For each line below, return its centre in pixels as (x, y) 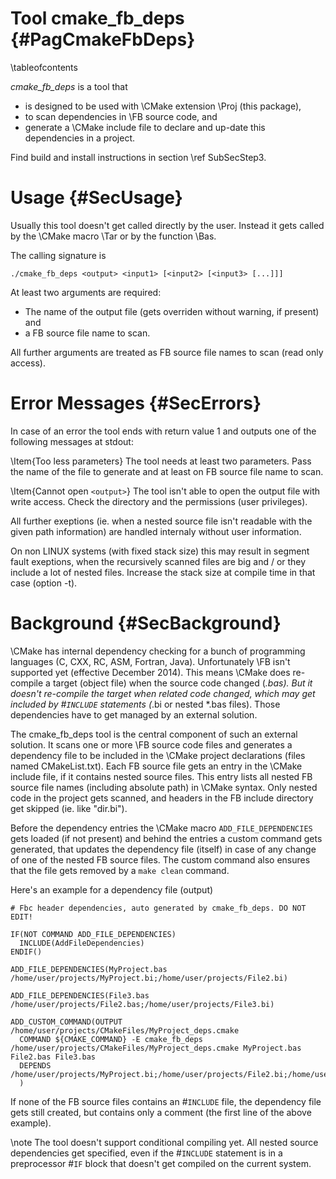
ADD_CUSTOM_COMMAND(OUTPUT (66, 1022)
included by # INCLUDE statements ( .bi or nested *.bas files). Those (145, 704)
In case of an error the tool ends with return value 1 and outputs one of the (163, 431)
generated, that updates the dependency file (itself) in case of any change (163, 849)
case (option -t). (44, 583)
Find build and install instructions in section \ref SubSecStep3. (138, 157)
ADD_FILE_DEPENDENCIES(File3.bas (80, 995)
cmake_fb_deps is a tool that (69, 86)
